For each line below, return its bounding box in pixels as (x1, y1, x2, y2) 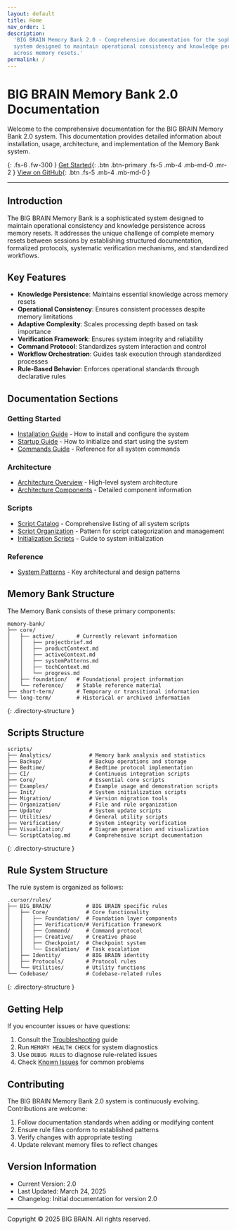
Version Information (7, 1161, 97, 1173)
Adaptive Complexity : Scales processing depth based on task (17, 320, 199, 328)
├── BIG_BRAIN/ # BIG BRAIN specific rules (7, 903, 169, 910)
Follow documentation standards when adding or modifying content (17, 1117, 214, 1126)
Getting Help (7, 1003, 64, 1015)
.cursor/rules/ (7, 897, 52, 904)
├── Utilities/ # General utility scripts (7, 813, 169, 820)
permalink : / (7, 56, 46, 63)
